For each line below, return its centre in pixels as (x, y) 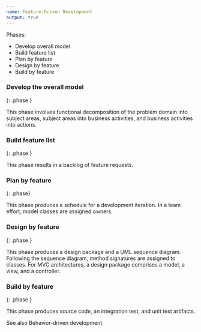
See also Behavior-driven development (54, 322)
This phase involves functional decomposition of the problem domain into (97, 112)
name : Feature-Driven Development (49, 12)
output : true (22, 17)
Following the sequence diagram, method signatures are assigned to (91, 258)
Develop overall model (43, 46)
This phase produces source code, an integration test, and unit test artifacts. (101, 311)
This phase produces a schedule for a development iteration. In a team (94, 205)
